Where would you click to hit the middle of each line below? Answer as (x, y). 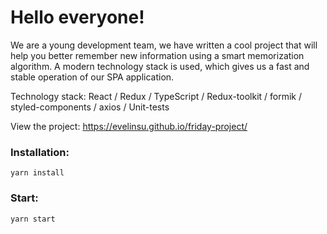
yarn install (37, 173)
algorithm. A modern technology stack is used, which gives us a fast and (160, 66)
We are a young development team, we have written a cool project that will (164, 45)
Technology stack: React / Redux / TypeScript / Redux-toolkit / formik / (156, 96)
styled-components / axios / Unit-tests (90, 107)
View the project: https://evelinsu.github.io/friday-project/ (129, 126)
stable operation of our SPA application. (92, 77)
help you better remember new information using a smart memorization (157, 55)
